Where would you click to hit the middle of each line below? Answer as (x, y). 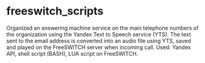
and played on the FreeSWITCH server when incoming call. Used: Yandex (99, 47)
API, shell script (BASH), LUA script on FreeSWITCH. (72, 53)
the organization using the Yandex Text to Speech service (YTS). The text (99, 34)
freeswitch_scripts (55, 11)
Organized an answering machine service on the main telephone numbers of (103, 28)
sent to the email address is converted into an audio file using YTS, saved (99, 41)
